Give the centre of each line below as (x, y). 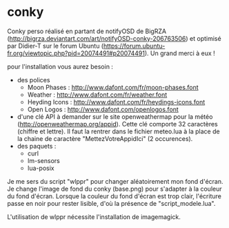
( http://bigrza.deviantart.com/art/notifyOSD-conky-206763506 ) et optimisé (114, 38)
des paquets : (37, 146)
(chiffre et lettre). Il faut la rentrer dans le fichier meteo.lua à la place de (118, 131)
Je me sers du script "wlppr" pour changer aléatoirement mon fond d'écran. (115, 181)
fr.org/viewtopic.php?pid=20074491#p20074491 (76, 53)
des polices (33, 79)
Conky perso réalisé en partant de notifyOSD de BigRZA (87, 31)
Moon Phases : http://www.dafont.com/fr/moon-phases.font (113, 87)
